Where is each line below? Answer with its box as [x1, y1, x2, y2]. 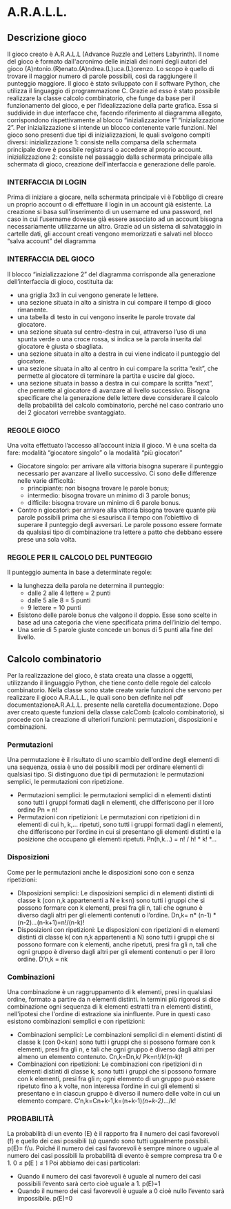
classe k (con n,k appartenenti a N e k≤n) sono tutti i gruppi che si [17, 896, 205, 904]
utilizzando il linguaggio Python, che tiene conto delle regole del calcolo [7, 678, 212, 687]
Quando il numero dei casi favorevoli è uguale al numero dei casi [17, 1172, 201, 1181]
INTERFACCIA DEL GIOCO [7, 254, 95, 264]
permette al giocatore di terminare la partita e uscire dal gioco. [17, 371, 195, 380]
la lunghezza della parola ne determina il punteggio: [17, 582, 164, 590]
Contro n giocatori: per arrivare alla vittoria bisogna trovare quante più [17, 506, 217, 514]
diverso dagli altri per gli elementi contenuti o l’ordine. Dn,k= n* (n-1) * [17, 911, 217, 919]
